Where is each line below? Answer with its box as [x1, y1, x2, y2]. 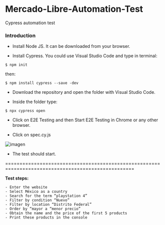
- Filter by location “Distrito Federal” [5, 202, 92, 207]
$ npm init [5, 63, 28, 68]
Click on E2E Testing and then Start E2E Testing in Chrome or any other [12, 117, 159, 123]
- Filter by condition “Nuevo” [5, 198, 70, 203]
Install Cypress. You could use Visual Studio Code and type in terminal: [12, 53, 158, 59]
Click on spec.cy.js [12, 132, 51, 138]
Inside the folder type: [12, 99, 58, 105]
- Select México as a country [5, 189, 68, 194]
